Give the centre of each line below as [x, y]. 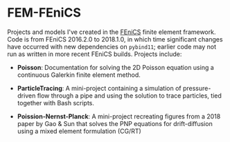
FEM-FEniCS [44, 13]
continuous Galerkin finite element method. [79, 75]
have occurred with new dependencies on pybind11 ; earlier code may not [112, 46]
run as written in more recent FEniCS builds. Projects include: [95, 54]
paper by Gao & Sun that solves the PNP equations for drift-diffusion [115, 123]
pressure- [197, 88]
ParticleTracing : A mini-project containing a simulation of [99, 88]
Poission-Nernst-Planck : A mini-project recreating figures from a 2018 [119, 116]
